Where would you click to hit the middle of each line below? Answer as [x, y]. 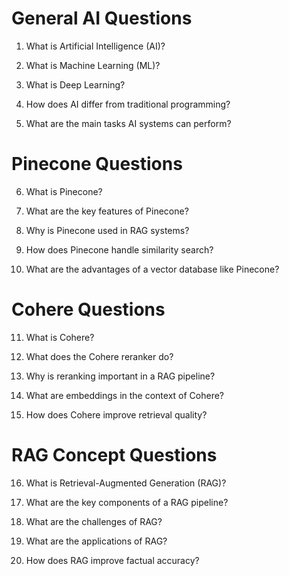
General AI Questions [102, 18]
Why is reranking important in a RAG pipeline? [120, 376]
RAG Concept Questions [114, 455]
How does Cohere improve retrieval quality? [116, 414]
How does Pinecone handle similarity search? [119, 249]
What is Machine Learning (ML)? [93, 65]
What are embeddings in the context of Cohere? [125, 395]
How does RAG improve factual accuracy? [112, 560]
